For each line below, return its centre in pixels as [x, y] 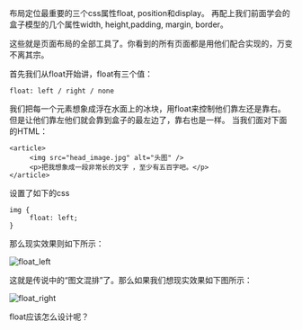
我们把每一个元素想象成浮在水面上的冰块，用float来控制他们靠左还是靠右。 [147, 109]
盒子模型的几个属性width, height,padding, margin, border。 [119, 24]
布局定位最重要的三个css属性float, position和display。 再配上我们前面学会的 [150, 13]
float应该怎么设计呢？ [49, 317]
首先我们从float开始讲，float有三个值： [81, 74]
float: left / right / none [62, 91]
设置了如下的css [40, 193]
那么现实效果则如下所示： [57, 244]
